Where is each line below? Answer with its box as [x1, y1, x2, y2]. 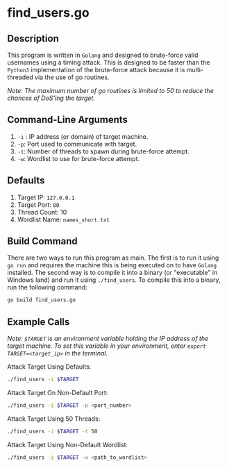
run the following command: [7, 283, 88, 292]
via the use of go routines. [34, 73, 110, 81]
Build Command [7, 235, 78, 247]
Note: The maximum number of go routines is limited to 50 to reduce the [7, 87, 214, 94]
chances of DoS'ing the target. [7, 94, 96, 102]
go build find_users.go [7, 296, 76, 303]
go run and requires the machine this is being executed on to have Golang [7, 261, 217, 269]
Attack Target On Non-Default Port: [7, 389, 108, 396]
